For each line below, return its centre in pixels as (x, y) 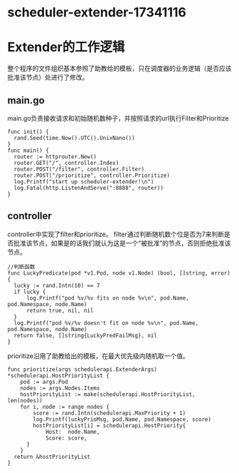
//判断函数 (21, 267)
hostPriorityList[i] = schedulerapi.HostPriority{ (110, 425)
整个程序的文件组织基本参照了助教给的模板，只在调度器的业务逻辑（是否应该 (119, 68)
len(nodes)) (25, 400)
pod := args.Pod (44, 382)
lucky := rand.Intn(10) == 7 (57, 285)
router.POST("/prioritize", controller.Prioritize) (92, 176)
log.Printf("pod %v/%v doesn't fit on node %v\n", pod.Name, (106, 323)
